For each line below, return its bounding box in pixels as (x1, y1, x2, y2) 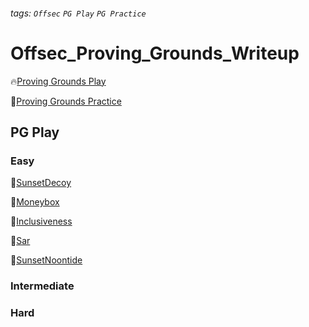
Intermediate (10, 279, 75, 293)
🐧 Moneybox (10, 196, 60, 208)
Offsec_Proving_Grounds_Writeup (10, 42, 300, 64)
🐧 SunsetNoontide (10, 254, 83, 266)
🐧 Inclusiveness (10, 215, 73, 228)
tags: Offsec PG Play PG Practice (10, 7, 147, 19)
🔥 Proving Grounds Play (10, 75, 107, 87)
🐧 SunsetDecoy (10, 177, 72, 189)
